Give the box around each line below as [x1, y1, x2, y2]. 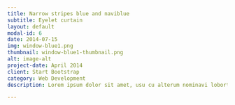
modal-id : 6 [7, 29, 42, 37]
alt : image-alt [7, 56, 52, 63]
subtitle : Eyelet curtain [7, 17, 83, 24]
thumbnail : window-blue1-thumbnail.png [7, 49, 124, 56]
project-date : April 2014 [7, 62, 83, 69]
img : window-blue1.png [7, 42, 73, 49]
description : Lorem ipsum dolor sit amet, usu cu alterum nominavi [7, 81, 208, 88]
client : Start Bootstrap [7, 68, 80, 75]
